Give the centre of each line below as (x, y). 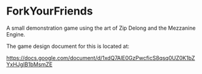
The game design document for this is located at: (68, 46)
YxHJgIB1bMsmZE (30, 64)
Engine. (16, 34)
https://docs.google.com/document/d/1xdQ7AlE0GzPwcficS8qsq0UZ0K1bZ (101, 58)
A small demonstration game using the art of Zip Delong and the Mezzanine (101, 28)
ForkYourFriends (50, 11)
